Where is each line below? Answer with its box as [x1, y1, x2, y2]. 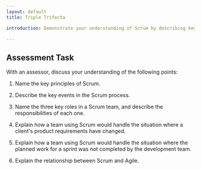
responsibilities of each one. [14, 110, 85, 117]
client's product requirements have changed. [14, 127, 126, 135]
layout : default [6, 8, 47, 15]
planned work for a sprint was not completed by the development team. [14, 145, 191, 153]
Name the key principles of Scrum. [14, 80, 100, 87]
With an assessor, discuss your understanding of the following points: [6, 68, 178, 75]
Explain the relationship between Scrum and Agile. [14, 157, 139, 165]
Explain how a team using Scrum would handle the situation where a [14, 121, 184, 129]
